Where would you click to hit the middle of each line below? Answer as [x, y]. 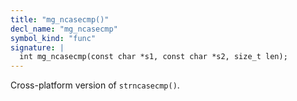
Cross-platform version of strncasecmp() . [95, 85]
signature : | [37, 47]
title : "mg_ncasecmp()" [60, 19]
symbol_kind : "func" [53, 38]
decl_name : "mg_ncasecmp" [64, 29]
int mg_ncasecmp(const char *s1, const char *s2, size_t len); [153, 57]
